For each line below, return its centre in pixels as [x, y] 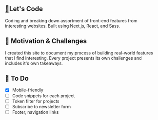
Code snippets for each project [43, 96]
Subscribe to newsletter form [41, 106]
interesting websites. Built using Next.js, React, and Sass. [63, 26]
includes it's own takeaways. [34, 63]
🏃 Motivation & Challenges [46, 41]
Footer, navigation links [35, 112]
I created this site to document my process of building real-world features [79, 53]
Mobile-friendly [28, 90]
